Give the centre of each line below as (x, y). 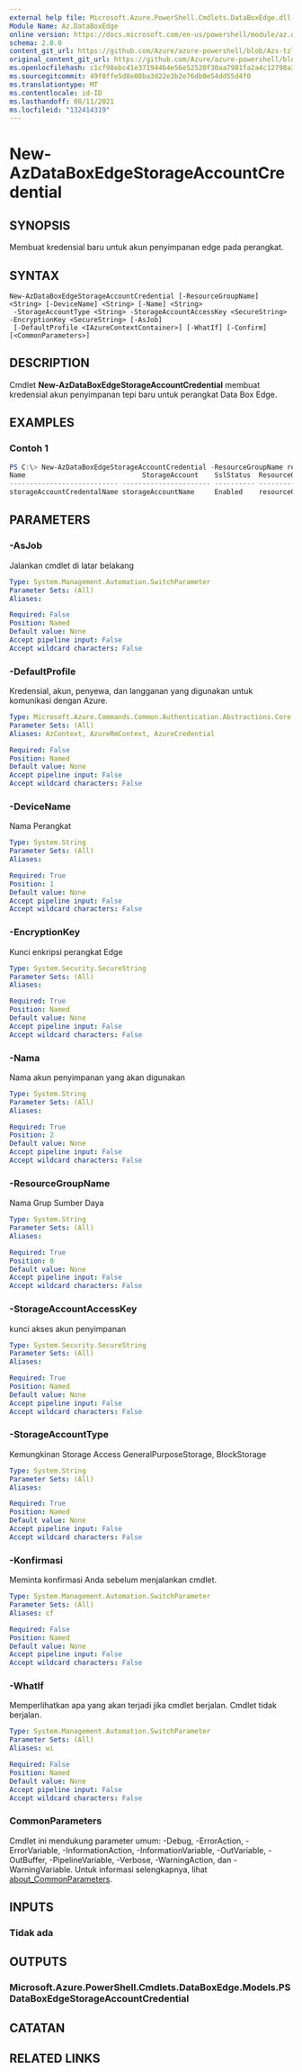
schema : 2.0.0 (36, 43)
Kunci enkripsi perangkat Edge (66, 951)
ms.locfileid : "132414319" (60, 110)
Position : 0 (31, 1261)
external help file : (48, 18)
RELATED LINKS (55, 2059)
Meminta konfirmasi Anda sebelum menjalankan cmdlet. (113, 1580)
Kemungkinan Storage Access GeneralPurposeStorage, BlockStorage (138, 1454)
